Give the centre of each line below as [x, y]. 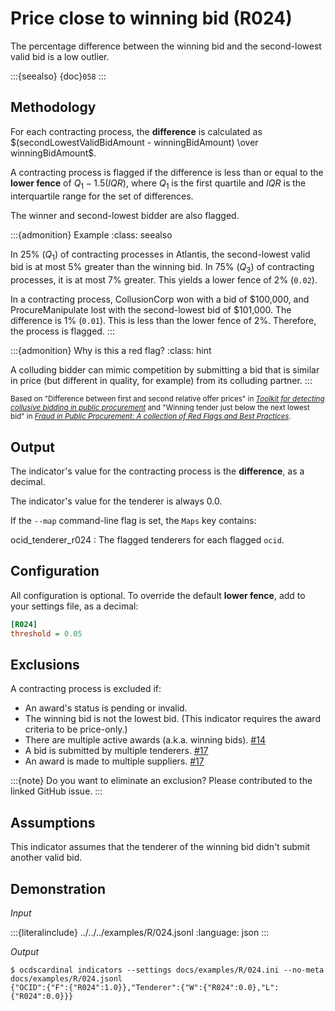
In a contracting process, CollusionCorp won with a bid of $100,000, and [160, 299]
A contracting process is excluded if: [86, 689]
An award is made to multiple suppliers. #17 [114, 761]
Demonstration [58, 888]
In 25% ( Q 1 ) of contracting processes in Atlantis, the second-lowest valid [160, 255]
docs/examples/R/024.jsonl [66, 978]
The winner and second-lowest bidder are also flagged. [125, 215]
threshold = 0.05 [46, 633]
